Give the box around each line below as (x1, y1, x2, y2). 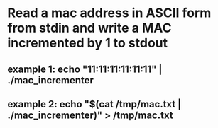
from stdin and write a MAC (7, 20, 172, 36)
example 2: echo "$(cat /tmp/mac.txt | (7, 98, 182, 110)
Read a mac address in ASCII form (7, 5, 212, 21)
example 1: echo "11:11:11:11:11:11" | (7, 63, 163, 75)
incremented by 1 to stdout (7, 35, 168, 51)
